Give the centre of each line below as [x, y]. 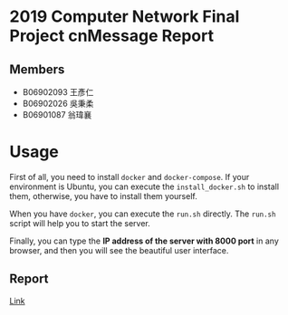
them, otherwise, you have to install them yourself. [103, 196]
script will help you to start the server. [80, 223]
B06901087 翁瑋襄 [57, 115]
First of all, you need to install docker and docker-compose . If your [130, 177]
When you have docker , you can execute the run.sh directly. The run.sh [143, 214]
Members [37, 69]
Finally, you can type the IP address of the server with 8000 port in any [144, 241]
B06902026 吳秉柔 [58, 103]
